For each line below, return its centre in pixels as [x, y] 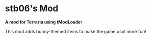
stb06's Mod [32, 9]
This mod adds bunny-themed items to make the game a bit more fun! [75, 31]
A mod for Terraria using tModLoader [44, 22]
